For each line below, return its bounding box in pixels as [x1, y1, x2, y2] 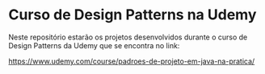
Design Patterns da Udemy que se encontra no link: [8, 40, 180, 50]
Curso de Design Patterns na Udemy [8, 6, 257, 24]
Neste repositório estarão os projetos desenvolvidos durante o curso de [8, 32, 248, 42]
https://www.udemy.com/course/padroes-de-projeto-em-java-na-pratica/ [8, 56, 255, 66]
